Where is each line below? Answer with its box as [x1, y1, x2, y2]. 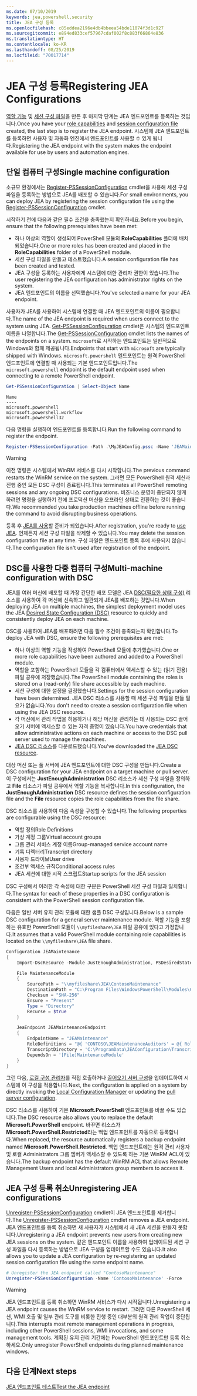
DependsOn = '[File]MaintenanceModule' [27, 1052, 125, 1058]
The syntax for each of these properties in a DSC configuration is [12, 890, 170, 897]
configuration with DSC [6, 573, 94, 583]
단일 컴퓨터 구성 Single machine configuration [6, 167, 170, 177]
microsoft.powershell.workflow [6, 410, 83, 416]
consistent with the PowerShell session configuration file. [6, 896, 145, 903]
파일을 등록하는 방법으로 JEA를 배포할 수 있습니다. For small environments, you [6, 191, 189, 198]
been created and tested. [14, 262, 76, 269]
